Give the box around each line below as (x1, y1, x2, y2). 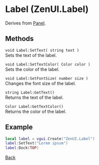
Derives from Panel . (5, 20, 46, 26)
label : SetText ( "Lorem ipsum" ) (5, 141, 68, 146)
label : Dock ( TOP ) (5, 145, 39, 150)
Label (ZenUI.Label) (5, 3, 89, 15)
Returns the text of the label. (5, 94, 64, 100)
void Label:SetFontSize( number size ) (5, 76, 88, 81)
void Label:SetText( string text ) (5, 47, 79, 53)
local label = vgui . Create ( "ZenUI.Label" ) (5, 136, 95, 141)
